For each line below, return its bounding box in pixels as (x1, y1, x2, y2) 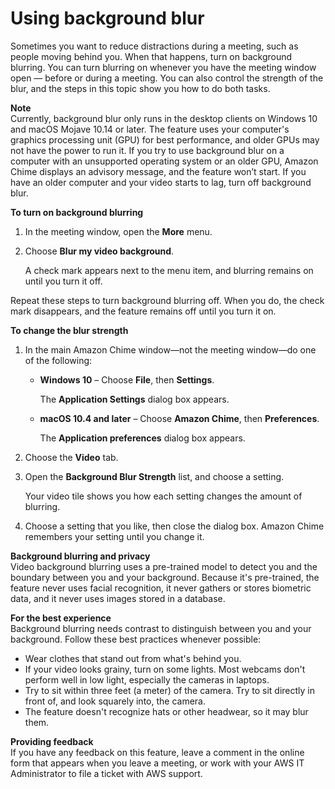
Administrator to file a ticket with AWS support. (10, 767, 203, 779)
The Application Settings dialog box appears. (39, 393, 230, 405)
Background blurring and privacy (10, 550, 151, 562)
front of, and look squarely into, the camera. (24, 695, 206, 707)
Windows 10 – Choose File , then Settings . (39, 373, 215, 386)
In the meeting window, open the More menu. (24, 225, 213, 237)
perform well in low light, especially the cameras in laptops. (24, 673, 270, 686)
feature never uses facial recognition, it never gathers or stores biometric (10, 582, 312, 594)
